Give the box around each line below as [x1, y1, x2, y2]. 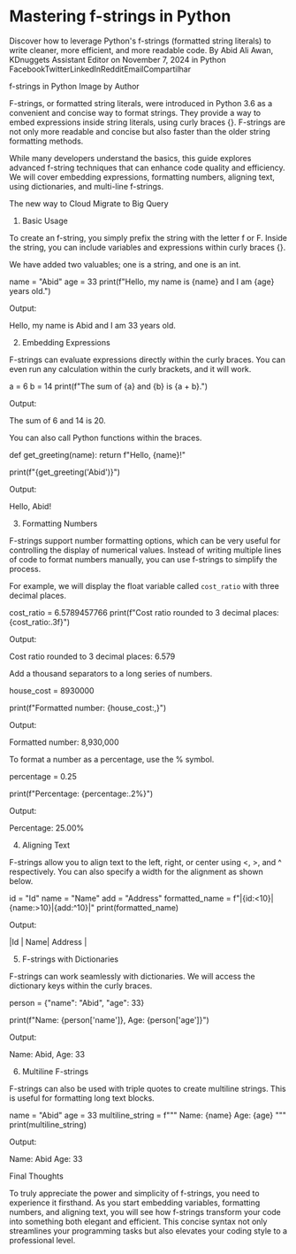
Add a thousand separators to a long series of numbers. [9, 668, 213, 678]
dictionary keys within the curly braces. [9, 980, 153, 991]
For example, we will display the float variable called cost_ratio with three [9, 580, 280, 591]
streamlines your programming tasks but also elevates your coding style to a [9, 1225, 288, 1236]
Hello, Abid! [9, 500, 51, 511]
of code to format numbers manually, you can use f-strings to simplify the [9, 553, 277, 564]
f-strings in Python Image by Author [9, 81, 140, 91]
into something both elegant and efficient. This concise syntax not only [9, 1216, 268, 1227]
